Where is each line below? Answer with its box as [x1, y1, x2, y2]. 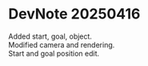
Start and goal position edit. [8, 48, 100, 58]
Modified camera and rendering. [8, 39, 115, 49]
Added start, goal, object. [8, 31, 92, 41]
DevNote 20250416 [8, 5, 141, 23]
